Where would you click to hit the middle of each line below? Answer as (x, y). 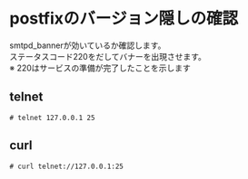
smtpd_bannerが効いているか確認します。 (88, 45)
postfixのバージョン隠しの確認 (124, 19)
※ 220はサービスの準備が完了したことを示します (100, 68)
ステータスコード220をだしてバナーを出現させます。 (108, 56)
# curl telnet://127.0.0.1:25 (67, 166)
